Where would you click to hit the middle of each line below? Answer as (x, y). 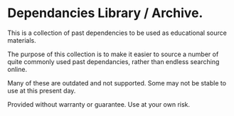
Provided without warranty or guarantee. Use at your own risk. (99, 104)
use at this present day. (42, 90)
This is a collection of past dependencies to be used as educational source (117, 33)
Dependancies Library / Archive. (105, 13)
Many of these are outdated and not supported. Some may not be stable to (117, 83)
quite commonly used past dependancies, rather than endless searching (113, 61)
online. (17, 69)
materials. (22, 40)
